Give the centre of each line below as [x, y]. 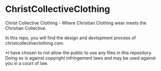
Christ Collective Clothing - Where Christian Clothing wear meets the [76, 23]
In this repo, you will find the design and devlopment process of [71, 38]
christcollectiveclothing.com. [35, 43]
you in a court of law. [27, 63]
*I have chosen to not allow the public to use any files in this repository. [79, 53]
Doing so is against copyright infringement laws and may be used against [80, 58]
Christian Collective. [26, 28]
